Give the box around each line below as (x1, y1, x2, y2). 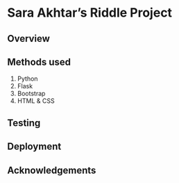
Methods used (7, 56, 71, 67)
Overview (7, 33, 51, 45)
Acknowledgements (7, 164, 96, 176)
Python (17, 74, 38, 83)
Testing (7, 117, 41, 129)
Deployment (7, 141, 62, 152)
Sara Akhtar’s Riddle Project (7, 5, 172, 21)
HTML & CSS (17, 97, 55, 105)
